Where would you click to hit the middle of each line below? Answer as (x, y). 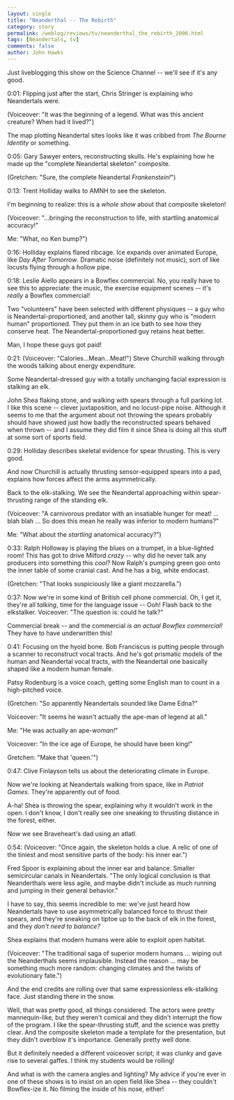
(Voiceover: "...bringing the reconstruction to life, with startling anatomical (113, 218)
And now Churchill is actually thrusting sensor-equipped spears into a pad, (115, 471)
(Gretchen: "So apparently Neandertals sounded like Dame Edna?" (103, 703)
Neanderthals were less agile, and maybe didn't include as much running (112, 883)
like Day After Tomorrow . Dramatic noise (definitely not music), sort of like (114, 260)
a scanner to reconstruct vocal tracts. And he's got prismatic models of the (115, 654)
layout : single (29, 14)
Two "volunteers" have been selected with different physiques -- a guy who (116, 309)
